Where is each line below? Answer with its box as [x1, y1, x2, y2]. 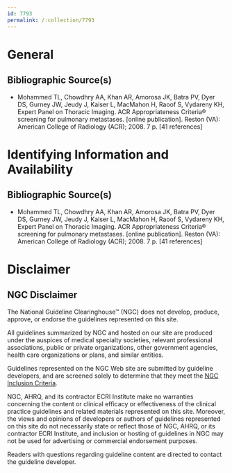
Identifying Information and [7, 147, 169, 162]
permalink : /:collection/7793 [7, 17, 95, 24]
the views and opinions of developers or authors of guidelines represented [7, 415, 221, 423]
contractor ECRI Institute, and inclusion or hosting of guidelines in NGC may [7, 429, 224, 438]
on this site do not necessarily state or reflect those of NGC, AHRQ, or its [7, 422, 215, 430]
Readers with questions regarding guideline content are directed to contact [7, 450, 222, 458]
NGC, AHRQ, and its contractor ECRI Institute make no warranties [7, 392, 194, 401]
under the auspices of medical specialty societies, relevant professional [7, 335, 213, 344]
